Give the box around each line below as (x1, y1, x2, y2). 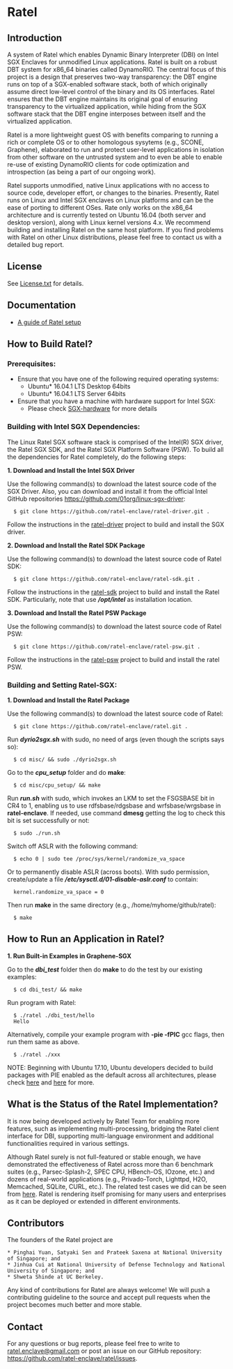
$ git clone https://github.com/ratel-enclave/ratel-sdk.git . (13, 575, 200, 582)
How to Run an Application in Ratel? (7, 933, 165, 945)
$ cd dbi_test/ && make (13, 986, 82, 993)
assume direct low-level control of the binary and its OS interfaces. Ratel (7, 88, 215, 96)
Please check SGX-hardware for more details (27, 404, 158, 413)
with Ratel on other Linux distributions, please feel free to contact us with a (7, 233, 222, 241)
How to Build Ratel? (7, 338, 93, 350)
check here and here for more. (7, 1078, 95, 1087)
